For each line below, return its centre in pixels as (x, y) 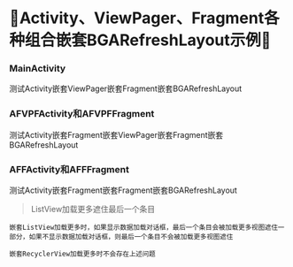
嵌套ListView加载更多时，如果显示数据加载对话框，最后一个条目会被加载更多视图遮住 (144, 228)
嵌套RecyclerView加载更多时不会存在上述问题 (83, 254)
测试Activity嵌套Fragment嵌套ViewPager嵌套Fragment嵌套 (116, 134)
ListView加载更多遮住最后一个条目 (93, 210)
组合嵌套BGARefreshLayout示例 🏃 (148, 40)
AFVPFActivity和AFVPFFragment (82, 114)
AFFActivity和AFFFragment (69, 169)
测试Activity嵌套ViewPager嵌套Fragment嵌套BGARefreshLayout (126, 88)
